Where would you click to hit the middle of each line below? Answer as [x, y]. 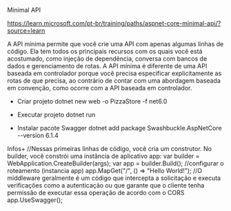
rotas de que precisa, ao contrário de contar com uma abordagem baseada [114, 81]
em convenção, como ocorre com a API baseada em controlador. [100, 88]
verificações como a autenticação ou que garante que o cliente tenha [106, 185]
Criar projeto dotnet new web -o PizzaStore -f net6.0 [92, 101]
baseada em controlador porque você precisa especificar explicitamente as [114, 73]
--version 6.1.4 [38, 135]
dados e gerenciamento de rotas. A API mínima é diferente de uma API [107, 66]
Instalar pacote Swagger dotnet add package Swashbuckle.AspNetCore [119, 128]
